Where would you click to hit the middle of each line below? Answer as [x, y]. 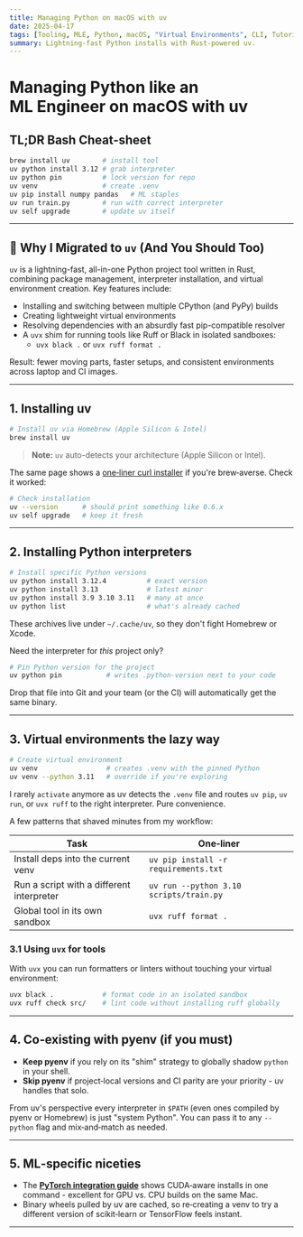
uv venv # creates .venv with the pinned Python [134, 768]
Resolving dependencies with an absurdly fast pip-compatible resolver [154, 325]
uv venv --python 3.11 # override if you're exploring [119, 777]
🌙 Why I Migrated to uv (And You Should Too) [137, 248]
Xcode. [23, 633]
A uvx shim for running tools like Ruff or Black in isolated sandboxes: [149, 335]
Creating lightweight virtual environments [99, 316]
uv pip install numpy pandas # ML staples [94, 194]
